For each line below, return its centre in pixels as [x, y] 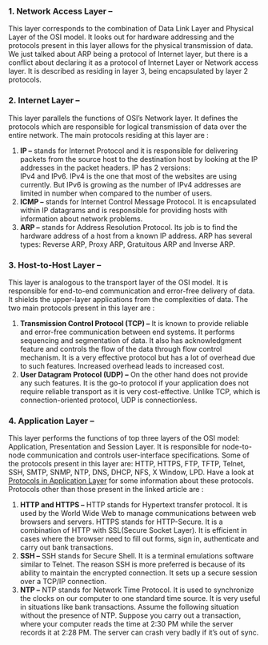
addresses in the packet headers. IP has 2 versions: [105, 167]
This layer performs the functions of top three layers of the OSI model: [124, 438]
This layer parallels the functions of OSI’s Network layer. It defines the [123, 118]
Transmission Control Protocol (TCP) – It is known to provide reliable [134, 323]
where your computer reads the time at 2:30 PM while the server [126, 624]
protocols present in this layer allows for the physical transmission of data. [131, 46]
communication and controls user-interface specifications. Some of [138, 455]
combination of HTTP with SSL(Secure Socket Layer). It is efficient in [133, 530]
